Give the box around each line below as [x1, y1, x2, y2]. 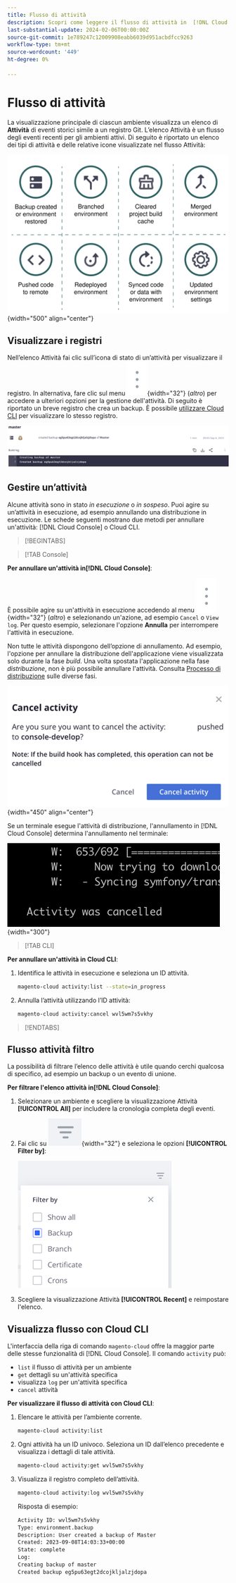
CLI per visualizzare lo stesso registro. [7, 411, 118, 419]
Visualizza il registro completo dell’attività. [17, 1474, 139, 1483]
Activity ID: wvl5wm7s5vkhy [17, 1516, 100, 1524]
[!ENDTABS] [24, 1023, 60, 1032]
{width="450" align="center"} [7, 808, 93, 816]
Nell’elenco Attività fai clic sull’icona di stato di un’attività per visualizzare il [7, 353, 223, 362]
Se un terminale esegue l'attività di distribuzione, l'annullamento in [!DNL [7, 821, 218, 830]
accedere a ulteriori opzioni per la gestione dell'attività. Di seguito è [7, 396, 203, 405]
